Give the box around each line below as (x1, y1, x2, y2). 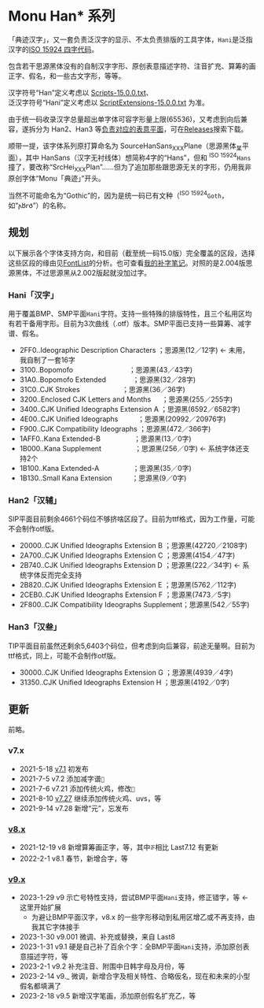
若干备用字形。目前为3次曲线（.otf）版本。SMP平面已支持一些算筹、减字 (14, 318, 252, 328)
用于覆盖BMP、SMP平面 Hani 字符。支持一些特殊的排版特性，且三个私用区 (8, 309, 245, 318)
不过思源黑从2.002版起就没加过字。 (35, 268, 152, 277)
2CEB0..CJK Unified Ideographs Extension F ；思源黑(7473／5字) (19, 590, 232, 599)
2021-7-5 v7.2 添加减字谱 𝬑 (19, 773, 104, 784)
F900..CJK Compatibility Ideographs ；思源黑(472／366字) (19, 424, 211, 433)
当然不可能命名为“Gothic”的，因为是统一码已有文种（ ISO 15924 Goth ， (8, 190, 229, 200)
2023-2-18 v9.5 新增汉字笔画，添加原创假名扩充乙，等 (19, 991, 196, 1001)
